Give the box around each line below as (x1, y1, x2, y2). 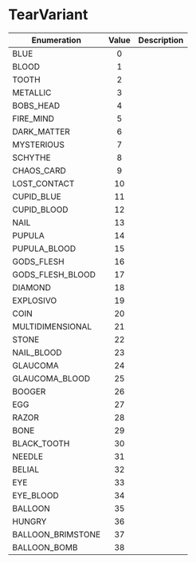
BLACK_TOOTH (12, 437, 70, 449)
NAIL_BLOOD (12, 346, 62, 357)
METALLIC (12, 86, 52, 98)
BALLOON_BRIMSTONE (12, 529, 101, 540)
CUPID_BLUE (12, 190, 61, 202)
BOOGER (12, 385, 46, 397)
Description (138, 34, 184, 46)
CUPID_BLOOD (12, 204, 69, 215)
